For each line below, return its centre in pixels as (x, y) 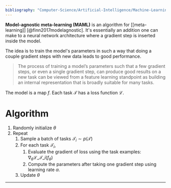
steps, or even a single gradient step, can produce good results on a (89, 72)
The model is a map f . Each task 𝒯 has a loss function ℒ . (65, 92)
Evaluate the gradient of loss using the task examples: (84, 152)
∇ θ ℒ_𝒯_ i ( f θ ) (40, 158)
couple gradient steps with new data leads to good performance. (73, 56)
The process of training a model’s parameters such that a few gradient (91, 66)
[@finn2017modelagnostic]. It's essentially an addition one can (92, 30)
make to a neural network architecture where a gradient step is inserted (80, 35)
